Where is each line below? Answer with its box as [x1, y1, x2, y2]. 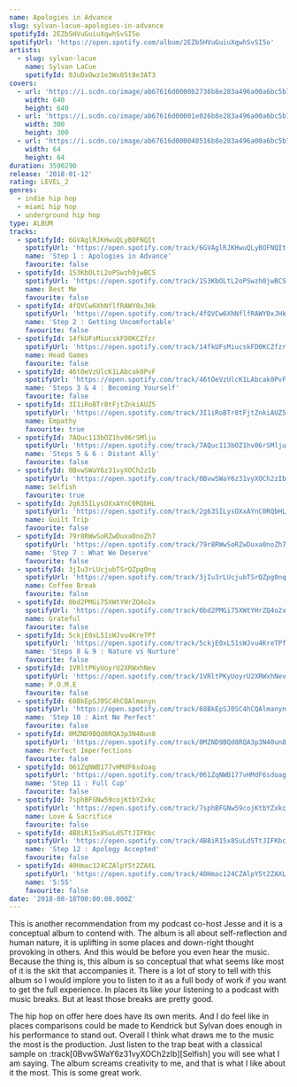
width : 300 [25, 120, 65, 129]
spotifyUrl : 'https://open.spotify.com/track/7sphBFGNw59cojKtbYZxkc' [25, 804, 291, 812]
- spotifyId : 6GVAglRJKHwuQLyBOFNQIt [17, 236, 156, 245]
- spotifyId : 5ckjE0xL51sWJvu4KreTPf [17, 631, 156, 640]
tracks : [9, 227, 38, 236]
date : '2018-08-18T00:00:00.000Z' [9, 894, 137, 904]
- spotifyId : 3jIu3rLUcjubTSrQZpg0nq [17, 564, 156, 574]
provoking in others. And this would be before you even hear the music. [9, 947, 270, 958]
